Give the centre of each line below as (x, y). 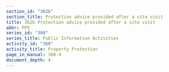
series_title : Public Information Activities (62, 38)
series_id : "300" (27, 33)
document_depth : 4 (28, 60)
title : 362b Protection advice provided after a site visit (81, 22)
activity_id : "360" (30, 44)
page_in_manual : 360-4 (34, 55)
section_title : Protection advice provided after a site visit (85, 17)
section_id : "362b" (30, 11)
